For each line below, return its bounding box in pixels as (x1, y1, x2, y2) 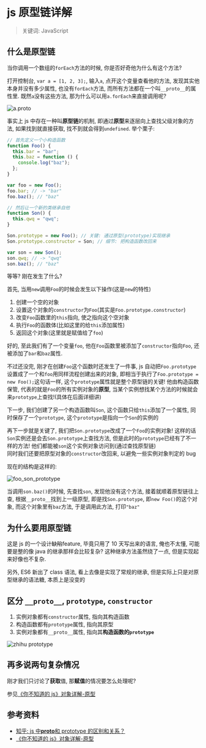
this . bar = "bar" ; (12, 148, 60, 155)
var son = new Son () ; (7, 249, 62, 256)
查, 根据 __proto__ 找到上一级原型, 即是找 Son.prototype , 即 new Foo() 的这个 (7, 495, 192, 503)
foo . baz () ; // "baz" (7, 193, 60, 199)
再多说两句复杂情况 (7, 660, 79, 670)
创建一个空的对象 (15, 298, 59, 306)
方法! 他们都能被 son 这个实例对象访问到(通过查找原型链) (17, 442, 156, 450)
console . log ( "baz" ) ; (18, 160, 70, 166)
